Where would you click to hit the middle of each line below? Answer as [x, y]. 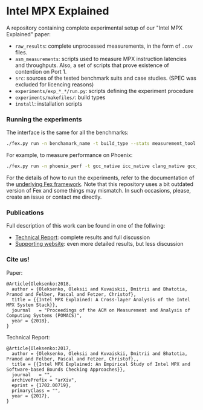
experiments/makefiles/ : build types [60, 97]
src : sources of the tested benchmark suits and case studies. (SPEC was [105, 78]
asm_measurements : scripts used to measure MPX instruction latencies [101, 59]
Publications [25, 213]
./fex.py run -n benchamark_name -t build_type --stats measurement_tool [101, 144]
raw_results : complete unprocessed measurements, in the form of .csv [104, 46]
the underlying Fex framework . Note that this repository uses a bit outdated [100, 184]
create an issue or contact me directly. [54, 197]
